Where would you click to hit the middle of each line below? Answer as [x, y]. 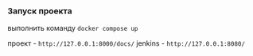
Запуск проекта [40, 11]
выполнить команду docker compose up [73, 28]
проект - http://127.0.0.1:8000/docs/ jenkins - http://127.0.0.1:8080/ [127, 43]
